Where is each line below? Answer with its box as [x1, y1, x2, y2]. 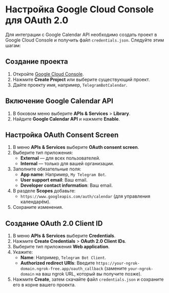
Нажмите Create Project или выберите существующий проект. [12, 76, 150, 83]
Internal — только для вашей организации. [20, 161, 114, 167]
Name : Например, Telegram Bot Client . [20, 255, 107, 261]
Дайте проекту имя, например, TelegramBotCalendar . [12, 82, 128, 88]
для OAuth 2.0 [5, 14, 69, 26]
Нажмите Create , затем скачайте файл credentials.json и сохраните [12, 276, 164, 283]
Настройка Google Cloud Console [5, 4, 154, 15]
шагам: [5, 42, 22, 48]
